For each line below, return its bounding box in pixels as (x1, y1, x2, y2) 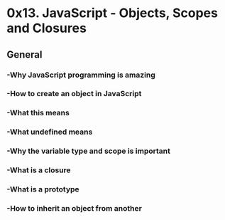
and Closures (6, 20, 87, 36)
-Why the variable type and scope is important (6, 146, 171, 156)
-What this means (6, 108, 70, 118)
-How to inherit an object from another (6, 203, 143, 213)
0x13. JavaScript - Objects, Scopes (6, 5, 218, 21)
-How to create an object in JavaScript (6, 89, 142, 99)
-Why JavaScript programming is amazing (6, 70, 155, 80)
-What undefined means (6, 127, 93, 137)
